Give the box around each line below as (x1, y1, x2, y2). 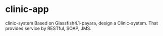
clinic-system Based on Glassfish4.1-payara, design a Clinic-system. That (5, 20, 158, 26)
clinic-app (5, 3, 49, 15)
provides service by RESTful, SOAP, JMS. (5, 25, 92, 31)
